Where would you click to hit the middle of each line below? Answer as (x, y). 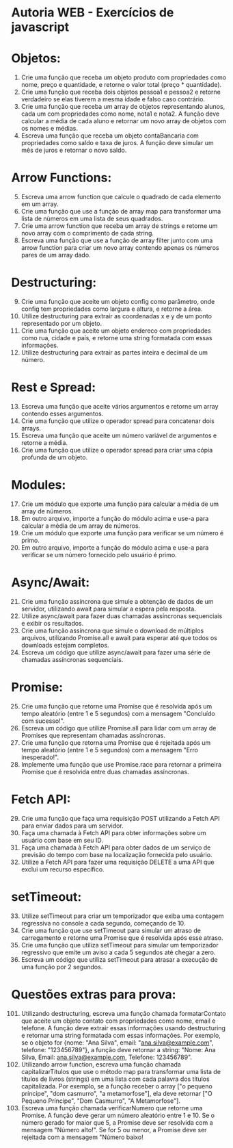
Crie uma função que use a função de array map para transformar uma (121, 212)
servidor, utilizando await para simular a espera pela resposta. (109, 609)
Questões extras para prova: (94, 994)
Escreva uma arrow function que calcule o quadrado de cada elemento (121, 197)
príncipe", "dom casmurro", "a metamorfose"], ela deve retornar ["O (116, 1093)
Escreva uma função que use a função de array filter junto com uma (117, 240)
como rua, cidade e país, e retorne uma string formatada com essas (116, 338)
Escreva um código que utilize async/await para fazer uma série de (115, 652)
